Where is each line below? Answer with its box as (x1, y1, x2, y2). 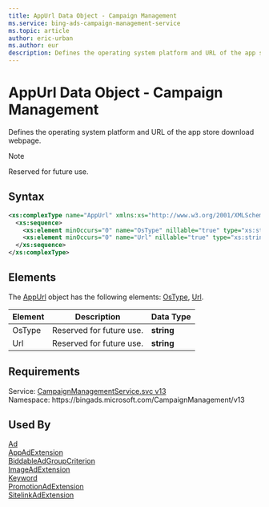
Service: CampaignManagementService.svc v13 (8, 386, 167, 395)
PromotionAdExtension (8, 482, 84, 492)
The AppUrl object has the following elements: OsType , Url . (8, 292, 204, 302)
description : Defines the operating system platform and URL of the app (8, 49, 256, 57)
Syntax (8, 190, 45, 204)
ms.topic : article (8, 26, 70, 34)
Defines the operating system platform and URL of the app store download (8, 127, 255, 136)
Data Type (151, 310, 191, 322)
